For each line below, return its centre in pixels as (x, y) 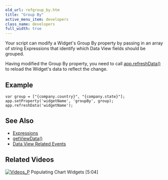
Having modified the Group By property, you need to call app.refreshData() (83, 64)
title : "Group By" (24, 15)
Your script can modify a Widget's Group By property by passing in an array (84, 43)
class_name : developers (30, 24)
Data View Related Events (39, 144)
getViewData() (27, 138)
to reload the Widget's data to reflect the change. (57, 69)
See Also (19, 121)
